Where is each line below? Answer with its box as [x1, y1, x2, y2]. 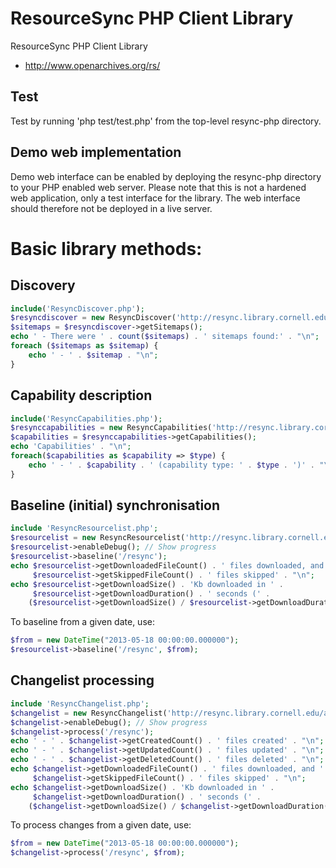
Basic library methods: [10, 237, 203, 260]
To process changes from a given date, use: [10, 819, 192, 831]
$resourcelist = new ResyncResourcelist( [10, 533, 186, 543]
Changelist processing [10, 672, 155, 689]
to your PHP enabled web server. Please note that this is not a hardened [10, 181, 307, 193]
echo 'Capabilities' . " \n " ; [10, 442, 132, 452]
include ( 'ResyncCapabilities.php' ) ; [10, 413, 163, 424]
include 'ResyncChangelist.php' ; [10, 698, 150, 709]
